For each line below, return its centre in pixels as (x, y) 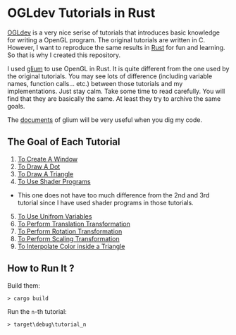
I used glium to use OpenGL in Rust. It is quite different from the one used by (118, 68)
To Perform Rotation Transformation (70, 231)
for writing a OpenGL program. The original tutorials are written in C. (106, 39)
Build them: (24, 285)
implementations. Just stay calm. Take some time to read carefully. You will (116, 91)
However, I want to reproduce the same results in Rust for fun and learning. (116, 47)
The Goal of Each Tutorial (64, 142)
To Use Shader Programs (54, 181)
